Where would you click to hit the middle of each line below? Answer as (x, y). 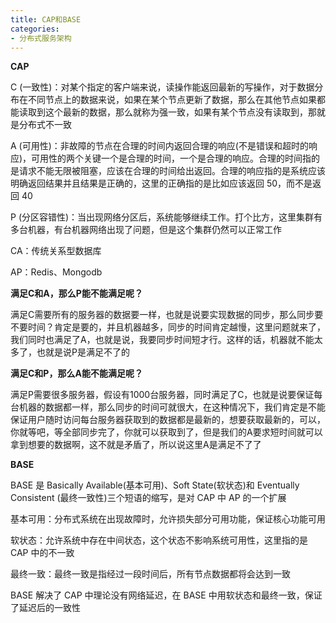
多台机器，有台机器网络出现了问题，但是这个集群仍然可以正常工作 (146, 230)
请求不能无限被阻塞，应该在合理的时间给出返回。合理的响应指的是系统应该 (172, 171)
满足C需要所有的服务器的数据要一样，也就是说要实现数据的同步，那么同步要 (167, 315)
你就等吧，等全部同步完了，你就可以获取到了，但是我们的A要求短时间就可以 (166, 432)
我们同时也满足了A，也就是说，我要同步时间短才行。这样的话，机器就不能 (162, 340)
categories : (35, 29)
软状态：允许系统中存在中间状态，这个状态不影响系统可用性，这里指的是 (159, 540)
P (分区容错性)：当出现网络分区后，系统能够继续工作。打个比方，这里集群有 (166, 217)
